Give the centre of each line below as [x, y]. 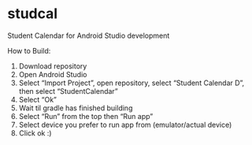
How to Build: [29, 50]
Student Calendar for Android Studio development [89, 35]
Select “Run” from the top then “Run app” [86, 116]
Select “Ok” [37, 99]
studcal [33, 14]
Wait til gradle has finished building [76, 108]
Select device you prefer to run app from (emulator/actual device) [125, 125]
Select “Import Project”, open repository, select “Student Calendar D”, [132, 83]
